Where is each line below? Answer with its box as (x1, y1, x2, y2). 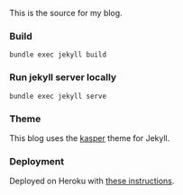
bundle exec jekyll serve (9, 92, 106, 101)
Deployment (9, 155, 65, 167)
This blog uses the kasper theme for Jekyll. (9, 132, 170, 143)
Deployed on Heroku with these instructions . (9, 175, 175, 187)
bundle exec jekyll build (9, 50, 106, 59)
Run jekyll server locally (9, 71, 117, 84)
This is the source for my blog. (9, 8, 124, 18)
